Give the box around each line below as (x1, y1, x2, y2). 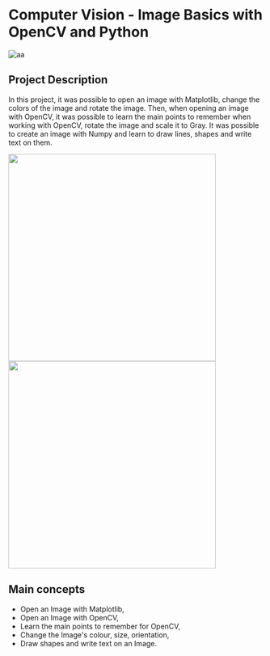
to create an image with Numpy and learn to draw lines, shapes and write (8, 129, 252, 138)
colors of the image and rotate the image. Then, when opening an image (8, 103, 249, 112)
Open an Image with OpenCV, (19, 612, 120, 622)
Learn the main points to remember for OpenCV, (19, 621, 180, 631)
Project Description (8, 73, 108, 87)
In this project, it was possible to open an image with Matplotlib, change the (8, 95, 260, 104)
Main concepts (8, 582, 86, 596)
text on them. (8, 138, 53, 147)
